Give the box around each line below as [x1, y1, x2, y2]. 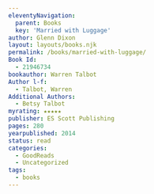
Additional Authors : [8, 93, 77, 101]
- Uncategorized [15, 159, 69, 167]
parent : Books [15, 19, 62, 27]
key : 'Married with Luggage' [15, 26, 111, 34]
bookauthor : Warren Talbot [8, 70, 97, 78]
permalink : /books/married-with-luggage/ [8, 48, 147, 56]
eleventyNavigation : [8, 11, 77, 20]
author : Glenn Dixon [8, 33, 77, 42]
